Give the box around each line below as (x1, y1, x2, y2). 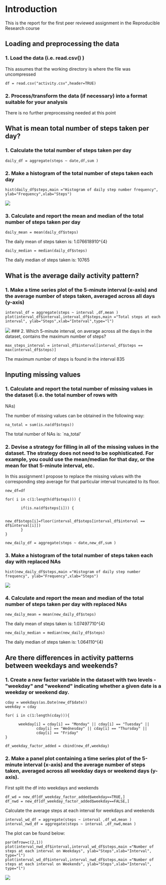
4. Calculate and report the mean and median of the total (5, 594, 144, 601)
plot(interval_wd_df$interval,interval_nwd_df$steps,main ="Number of (5, 857, 154, 863)
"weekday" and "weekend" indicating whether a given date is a (5, 683, 162, 689)
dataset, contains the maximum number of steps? (5, 333, 107, 339)
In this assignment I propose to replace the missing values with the (5, 473, 141, 479)
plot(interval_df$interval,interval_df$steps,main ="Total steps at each (5, 314, 161, 319)
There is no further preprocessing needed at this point (5, 109, 116, 115)
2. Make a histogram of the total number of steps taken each (5, 170, 153, 177)
